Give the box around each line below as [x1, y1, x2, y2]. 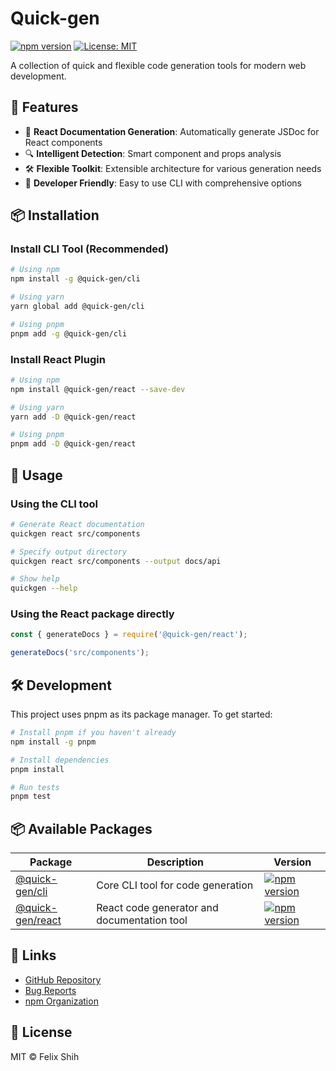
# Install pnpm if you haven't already [10, 728, 177, 738]
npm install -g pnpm [10, 737, 97, 747]
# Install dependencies [10, 755, 110, 765]
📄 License [10, 1024, 73, 1041]
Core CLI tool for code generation [96, 878, 254, 892]
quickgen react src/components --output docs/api [10, 556, 222, 566]
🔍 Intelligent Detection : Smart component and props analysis [24, 147, 282, 159]
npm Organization [24, 995, 99, 1007]
